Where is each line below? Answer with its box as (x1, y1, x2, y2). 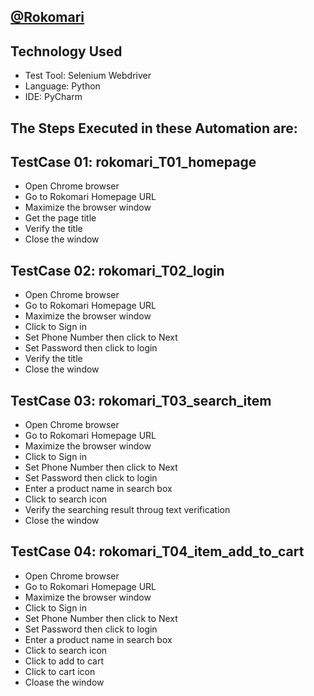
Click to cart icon (24, 665, 96, 677)
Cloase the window (24, 676, 105, 688)
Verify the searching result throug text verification (24, 504, 231, 516)
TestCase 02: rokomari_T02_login (10, 262, 225, 279)
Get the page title (24, 212, 97, 224)
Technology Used (10, 43, 123, 60)
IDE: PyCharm (24, 91, 83, 103)
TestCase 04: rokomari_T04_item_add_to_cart (10, 543, 305, 560)
